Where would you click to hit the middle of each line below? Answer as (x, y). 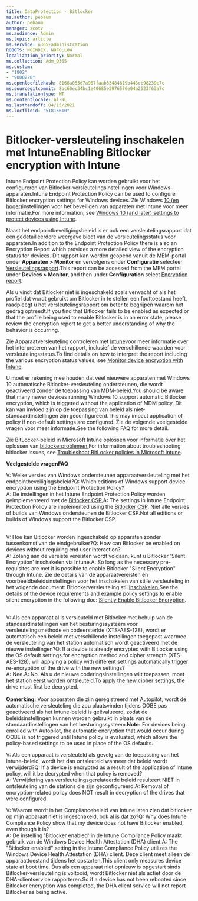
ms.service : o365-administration (47, 45)
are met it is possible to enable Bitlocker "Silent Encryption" (103, 569)
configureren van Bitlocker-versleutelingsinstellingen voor (76, 188)
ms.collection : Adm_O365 (37, 61)
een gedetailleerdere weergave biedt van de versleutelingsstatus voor (91, 237)
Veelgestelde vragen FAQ (37, 464)
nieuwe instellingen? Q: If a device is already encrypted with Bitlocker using (97, 649)
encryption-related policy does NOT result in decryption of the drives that (95, 793)
